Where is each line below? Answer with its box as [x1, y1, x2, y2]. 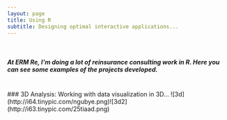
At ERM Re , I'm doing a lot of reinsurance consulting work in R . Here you [7, 58, 220, 66]
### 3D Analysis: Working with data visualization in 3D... [7, 90, 169, 98]
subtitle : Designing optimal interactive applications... [7, 23, 179, 30]
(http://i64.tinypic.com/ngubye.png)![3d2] [7, 98, 127, 106]
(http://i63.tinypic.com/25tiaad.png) [7, 105, 110, 113]
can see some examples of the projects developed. [7, 65, 158, 74]
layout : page [7, 10, 45, 17]
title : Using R [7, 17, 52, 24]
